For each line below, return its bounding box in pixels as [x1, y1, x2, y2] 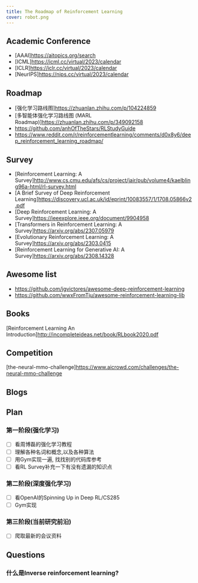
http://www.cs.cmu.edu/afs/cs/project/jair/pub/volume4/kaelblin [34, 176, 191, 184]
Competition [6, 348, 53, 358]
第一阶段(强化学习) [6, 426, 60, 435]
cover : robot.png [6, 14, 49, 20]
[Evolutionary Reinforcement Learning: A [14, 233, 114, 240]
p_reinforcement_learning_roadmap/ [14, 138, 103, 145]
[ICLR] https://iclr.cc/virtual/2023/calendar [14, 65, 117, 72]
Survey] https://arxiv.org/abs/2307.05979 [14, 227, 114, 234]
